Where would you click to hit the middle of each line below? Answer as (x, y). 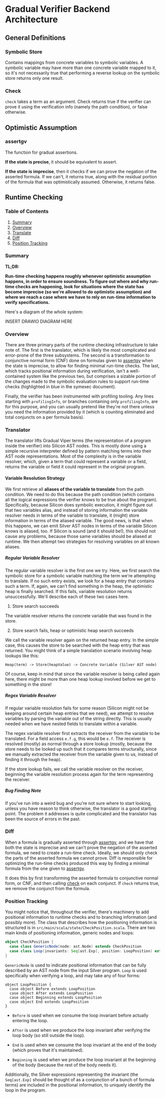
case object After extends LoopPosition (51, 993)
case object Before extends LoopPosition (53, 989)
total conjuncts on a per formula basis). (45, 417)
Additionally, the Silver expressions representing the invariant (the (72, 1074)
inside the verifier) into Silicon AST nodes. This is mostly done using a (76, 446)
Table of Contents (27, 211)
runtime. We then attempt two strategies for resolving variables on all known (82, 541)
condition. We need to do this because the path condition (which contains (80, 494)
